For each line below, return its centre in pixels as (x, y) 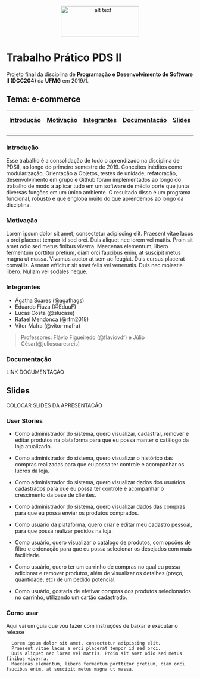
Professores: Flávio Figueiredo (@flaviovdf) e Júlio (83, 337)
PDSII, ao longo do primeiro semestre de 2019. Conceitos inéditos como (94, 167)
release (15, 632)
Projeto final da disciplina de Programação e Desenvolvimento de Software (100, 74)
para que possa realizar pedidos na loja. (64, 531)
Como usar (22, 613)
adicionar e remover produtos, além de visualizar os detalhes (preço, (99, 573)
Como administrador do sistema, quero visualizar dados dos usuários (100, 482)
